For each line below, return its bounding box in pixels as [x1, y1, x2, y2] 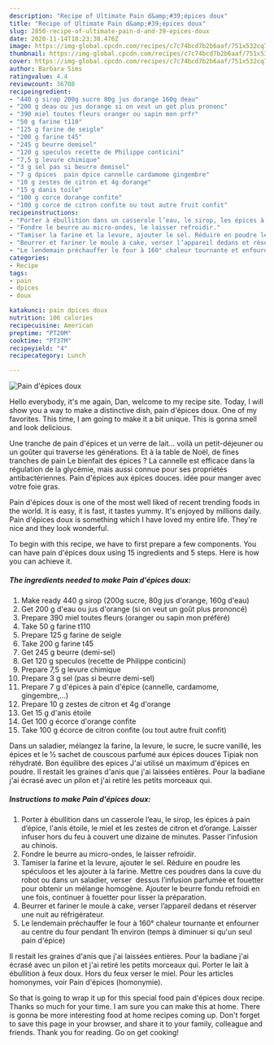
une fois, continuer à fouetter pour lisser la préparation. [20, 892, 207, 903]
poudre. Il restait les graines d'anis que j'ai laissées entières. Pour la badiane [9, 767, 266, 777]
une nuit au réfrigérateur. [20, 910, 105, 920]
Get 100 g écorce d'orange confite [20, 716, 137, 726]
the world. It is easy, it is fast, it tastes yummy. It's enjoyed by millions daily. [9, 506, 262, 516]
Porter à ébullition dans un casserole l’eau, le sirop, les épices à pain [20, 815, 250, 825]
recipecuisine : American [9, 321, 94, 329]
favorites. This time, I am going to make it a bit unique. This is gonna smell [9, 414, 257, 424]
